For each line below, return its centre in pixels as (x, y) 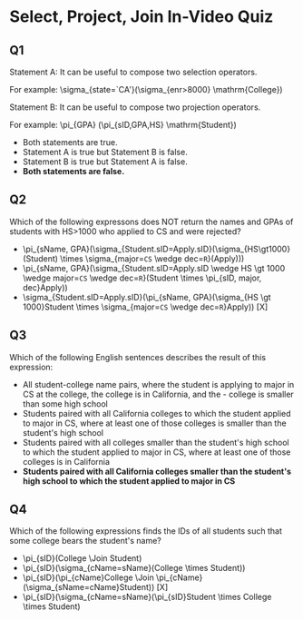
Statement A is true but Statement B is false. (105, 152)
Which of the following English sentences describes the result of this (137, 357)
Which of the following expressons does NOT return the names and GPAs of (151, 221)
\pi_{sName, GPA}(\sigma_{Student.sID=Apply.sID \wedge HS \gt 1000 (154, 268)
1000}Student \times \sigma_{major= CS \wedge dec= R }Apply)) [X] (145, 307)
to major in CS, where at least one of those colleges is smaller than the (155, 423)
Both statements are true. (70, 142)
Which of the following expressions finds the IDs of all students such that (146, 531)
